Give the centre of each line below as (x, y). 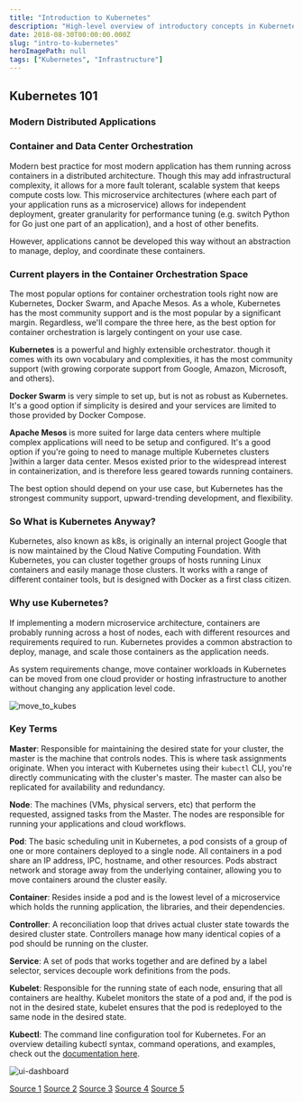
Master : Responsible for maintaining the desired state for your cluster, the (147, 748)
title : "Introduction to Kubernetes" (80, 18)
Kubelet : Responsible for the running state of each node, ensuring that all (146, 988)
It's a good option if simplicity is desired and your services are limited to (143, 405)
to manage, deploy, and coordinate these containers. (107, 250)
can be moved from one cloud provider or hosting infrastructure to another (148, 678)
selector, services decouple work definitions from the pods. (120, 970)
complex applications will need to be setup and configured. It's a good (140, 442)
